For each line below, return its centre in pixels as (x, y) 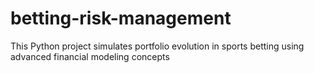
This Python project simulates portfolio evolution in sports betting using (157, 46)
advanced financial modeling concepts (90, 56)
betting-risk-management (121, 18)
